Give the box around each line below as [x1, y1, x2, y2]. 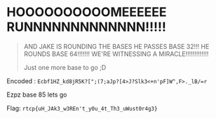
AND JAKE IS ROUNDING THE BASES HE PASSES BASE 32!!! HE [23, 42, 210, 50]
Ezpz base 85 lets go [6, 90, 67, 99]
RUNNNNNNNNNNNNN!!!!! [6, 19, 166, 35]
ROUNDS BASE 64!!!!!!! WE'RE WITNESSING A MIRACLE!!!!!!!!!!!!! [23, 50, 209, 58]
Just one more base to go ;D [23, 63, 107, 71]
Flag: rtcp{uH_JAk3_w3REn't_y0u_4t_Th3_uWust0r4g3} [6, 104, 158, 112]
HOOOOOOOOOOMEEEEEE [6, 4, 167, 20]
